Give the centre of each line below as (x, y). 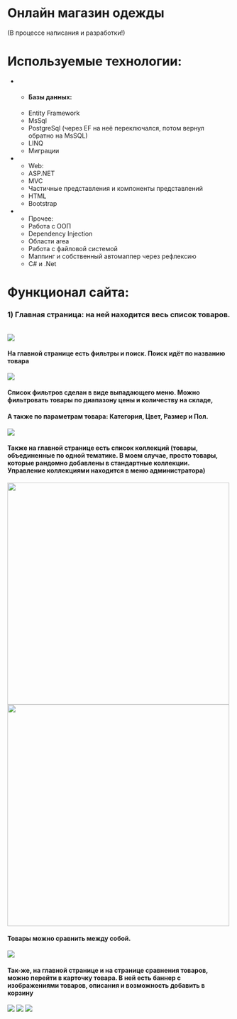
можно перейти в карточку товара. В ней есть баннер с (94, 978)
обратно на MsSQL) (58, 136)
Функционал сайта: (68, 293)
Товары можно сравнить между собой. (69, 939)
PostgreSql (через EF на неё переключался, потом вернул (116, 128)
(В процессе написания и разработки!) (66, 33)
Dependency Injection (60, 234)
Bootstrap (43, 204)
